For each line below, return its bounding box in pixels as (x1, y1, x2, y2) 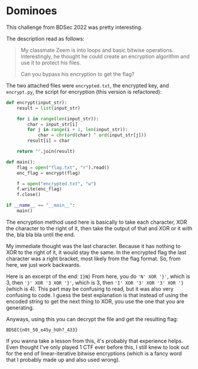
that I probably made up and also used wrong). (6, 356, 120, 363)
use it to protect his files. (20, 59, 81, 66)
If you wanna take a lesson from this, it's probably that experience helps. (6, 337, 183, 344)
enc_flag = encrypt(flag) (17, 170, 81, 176)
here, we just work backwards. (6, 261, 81, 268)
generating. (6, 304, 34, 311)
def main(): (6, 159, 35, 165)
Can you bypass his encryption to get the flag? (20, 70, 135, 77)
